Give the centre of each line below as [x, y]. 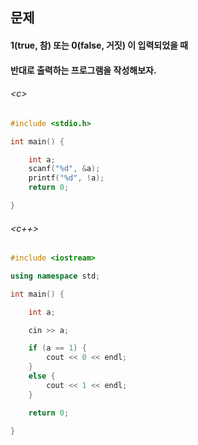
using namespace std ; [55, 276]
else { [42, 376]
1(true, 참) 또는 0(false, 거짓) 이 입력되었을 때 [99, 45]
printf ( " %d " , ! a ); [66, 178]
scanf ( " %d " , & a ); [64, 169]
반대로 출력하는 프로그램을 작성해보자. [83, 70]
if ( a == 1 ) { [57, 348]
